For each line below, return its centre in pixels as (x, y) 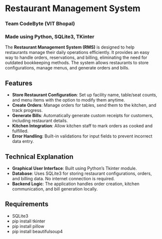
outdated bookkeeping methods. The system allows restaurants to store (77, 63)
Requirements (27, 204)
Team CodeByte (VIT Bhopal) (40, 24)
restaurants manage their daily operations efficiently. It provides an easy (77, 52)
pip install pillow (28, 226)
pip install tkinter (29, 221)
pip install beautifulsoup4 (37, 231)
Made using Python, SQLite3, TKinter (50, 37)
